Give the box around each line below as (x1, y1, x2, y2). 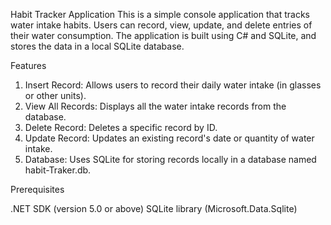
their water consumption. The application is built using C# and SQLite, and (10, 30, 317, 41)
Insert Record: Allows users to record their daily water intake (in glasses (24, 79, 322, 91)
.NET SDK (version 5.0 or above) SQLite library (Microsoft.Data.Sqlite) (10, 203, 298, 214)
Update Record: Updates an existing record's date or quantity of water (24, 132, 315, 144)
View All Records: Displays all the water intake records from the (24, 100, 287, 112)
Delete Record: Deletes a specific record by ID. (24, 122, 218, 133)
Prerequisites (10, 184, 65, 195)
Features (10, 60, 47, 71)
